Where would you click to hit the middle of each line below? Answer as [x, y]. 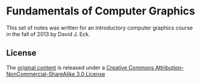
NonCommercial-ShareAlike [41, 74]
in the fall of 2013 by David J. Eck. [48, 34]
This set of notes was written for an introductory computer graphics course [100, 28]
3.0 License [91, 74]
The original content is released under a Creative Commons [80, 67]
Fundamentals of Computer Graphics [101, 11]
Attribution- [170, 67]
